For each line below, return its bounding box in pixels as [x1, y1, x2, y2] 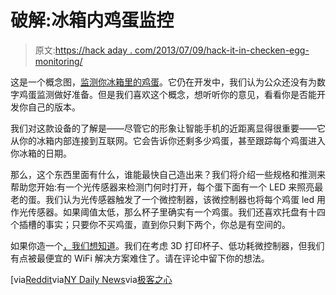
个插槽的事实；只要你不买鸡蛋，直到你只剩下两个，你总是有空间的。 [10, 218, 291, 230]
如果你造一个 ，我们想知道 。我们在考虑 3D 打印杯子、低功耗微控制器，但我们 [10, 239, 325, 251]
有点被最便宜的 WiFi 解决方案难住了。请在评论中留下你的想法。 [10, 252, 270, 264]
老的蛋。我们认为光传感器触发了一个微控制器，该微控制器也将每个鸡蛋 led [10, 193, 315, 205]
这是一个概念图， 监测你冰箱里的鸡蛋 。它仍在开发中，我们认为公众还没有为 [10, 76, 317, 88]
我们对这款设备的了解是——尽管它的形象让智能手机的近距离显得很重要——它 [10, 122, 326, 134]
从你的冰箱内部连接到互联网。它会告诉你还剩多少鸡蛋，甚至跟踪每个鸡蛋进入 [10, 134, 326, 146]
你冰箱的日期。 [10, 147, 72, 159]
